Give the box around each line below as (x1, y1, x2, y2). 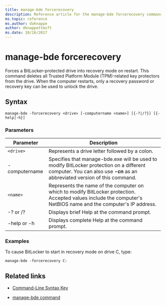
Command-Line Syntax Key (12, 285, 68, 291)
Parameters (5, 126, 34, 133)
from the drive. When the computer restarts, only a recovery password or (5, 78, 155, 84)
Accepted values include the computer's (48, 194, 143, 201)
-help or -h (7, 220, 35, 227)
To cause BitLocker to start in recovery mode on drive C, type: (5, 249, 132, 255)
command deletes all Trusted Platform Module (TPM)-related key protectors (5, 73, 160, 79)
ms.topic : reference (5, 16, 48, 21)
